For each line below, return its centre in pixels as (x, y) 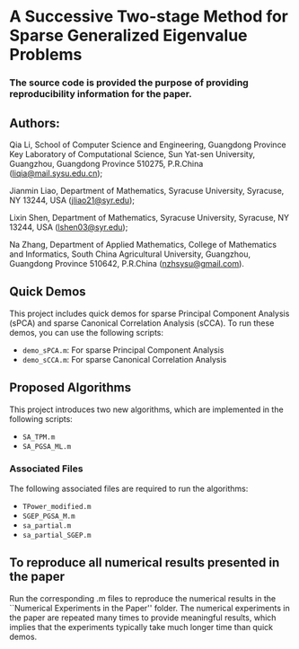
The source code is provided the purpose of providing (129, 83)
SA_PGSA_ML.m (47, 446)
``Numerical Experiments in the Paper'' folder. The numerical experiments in (149, 608)
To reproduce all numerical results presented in (145, 563)
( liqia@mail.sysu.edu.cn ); (56, 173)
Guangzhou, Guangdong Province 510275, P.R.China (106, 163)
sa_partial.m (47, 526)
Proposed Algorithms (70, 388)
